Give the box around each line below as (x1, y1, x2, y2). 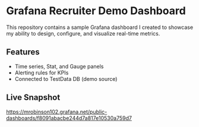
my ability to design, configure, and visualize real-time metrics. (6, 30, 160, 37)
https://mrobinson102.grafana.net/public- (6, 108, 108, 115)
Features (6, 47, 40, 57)
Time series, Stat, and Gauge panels (14, 63, 104, 70)
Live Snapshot (6, 93, 61, 103)
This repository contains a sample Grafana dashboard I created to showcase (6, 24, 194, 31)
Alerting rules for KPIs (14, 69, 69, 76)
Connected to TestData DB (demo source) (14, 75, 118, 82)
